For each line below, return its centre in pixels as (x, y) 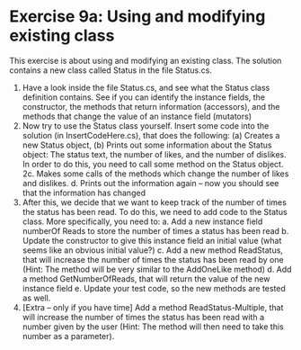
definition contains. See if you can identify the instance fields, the (144, 97)
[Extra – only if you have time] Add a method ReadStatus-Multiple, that (153, 307)
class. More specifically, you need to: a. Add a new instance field (142, 221)
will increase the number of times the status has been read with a (143, 317)
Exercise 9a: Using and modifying (137, 17)
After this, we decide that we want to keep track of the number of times (155, 202)
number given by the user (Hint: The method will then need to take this (153, 327)
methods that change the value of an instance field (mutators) (137, 116)
